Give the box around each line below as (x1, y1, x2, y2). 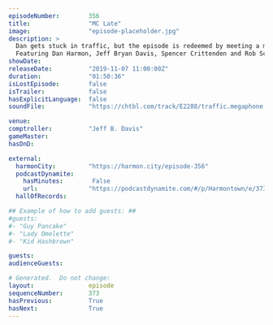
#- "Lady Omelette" (8, 229, 75, 238)
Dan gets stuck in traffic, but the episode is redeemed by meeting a (15, 42, 260, 50)
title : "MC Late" (8, 19, 122, 28)
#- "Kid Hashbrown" (8, 237, 75, 245)
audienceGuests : (8, 259, 63, 268)
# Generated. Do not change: (8, 274, 111, 283)
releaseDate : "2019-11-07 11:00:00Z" (8, 65, 169, 73)
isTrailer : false (8, 87, 107, 96)
